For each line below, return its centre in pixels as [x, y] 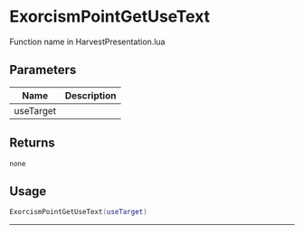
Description [90, 95]
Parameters [43, 70]
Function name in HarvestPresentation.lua [87, 42]
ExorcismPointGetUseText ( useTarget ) [78, 212]
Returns [33, 143]
